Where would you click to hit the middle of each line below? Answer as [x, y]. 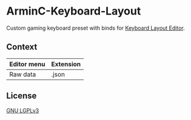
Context [22, 47]
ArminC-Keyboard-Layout [74, 11]
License [22, 96]
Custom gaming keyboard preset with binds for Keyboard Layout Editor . [95, 28]
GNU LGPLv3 [23, 110]
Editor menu [27, 64]
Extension [66, 64]
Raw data [23, 74]
